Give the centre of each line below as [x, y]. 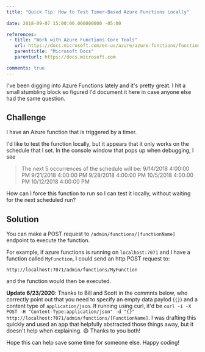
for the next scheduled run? [41, 200]
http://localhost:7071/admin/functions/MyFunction [72, 270]
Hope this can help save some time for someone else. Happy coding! [93, 343]
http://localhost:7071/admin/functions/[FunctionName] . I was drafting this [101, 318]
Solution [23, 219]
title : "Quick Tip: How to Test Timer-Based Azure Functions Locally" [98, 12]
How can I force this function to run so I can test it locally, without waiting [99, 193]
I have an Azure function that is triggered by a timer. [72, 132]
